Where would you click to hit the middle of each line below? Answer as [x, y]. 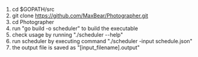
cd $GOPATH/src [33, 9]
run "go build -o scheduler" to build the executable [75, 28]
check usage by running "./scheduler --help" [67, 35]
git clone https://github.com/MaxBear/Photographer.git [80, 16]
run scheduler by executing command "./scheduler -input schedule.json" [102, 41]
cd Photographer [33, 22]
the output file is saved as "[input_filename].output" [76, 47]
